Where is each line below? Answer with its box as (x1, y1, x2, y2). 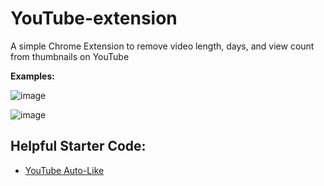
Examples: (10, 70, 55, 82)
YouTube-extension (10, 7, 178, 30)
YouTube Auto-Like (24, 164, 105, 176)
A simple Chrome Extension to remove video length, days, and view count (10, 40, 315, 52)
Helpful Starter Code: (10, 138, 147, 155)
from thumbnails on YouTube (10, 50, 130, 62)
